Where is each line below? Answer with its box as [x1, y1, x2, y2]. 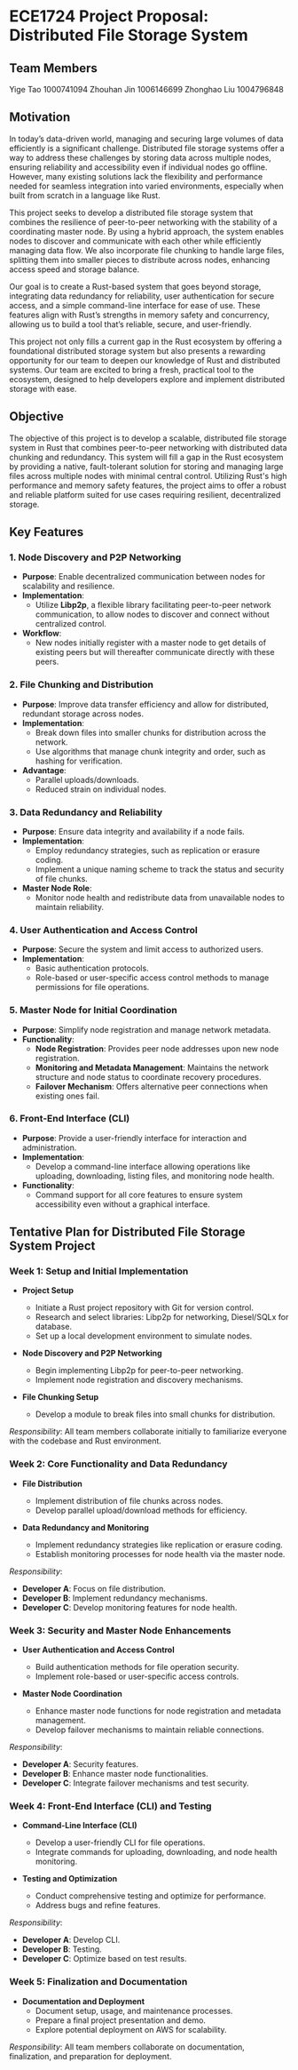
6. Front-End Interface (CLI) [9, 1113, 130, 1125]
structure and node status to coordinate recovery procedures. [35, 1071, 262, 1082]
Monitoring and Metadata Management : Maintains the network [35, 1062, 269, 1073]
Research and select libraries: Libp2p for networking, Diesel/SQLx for [35, 1312, 289, 1323]
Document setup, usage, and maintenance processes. [35, 2005, 233, 2016]
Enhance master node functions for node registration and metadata [35, 1706, 282, 1716]
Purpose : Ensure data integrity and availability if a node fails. [21, 826, 246, 836]
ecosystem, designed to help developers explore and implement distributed [9, 373, 286, 384]
